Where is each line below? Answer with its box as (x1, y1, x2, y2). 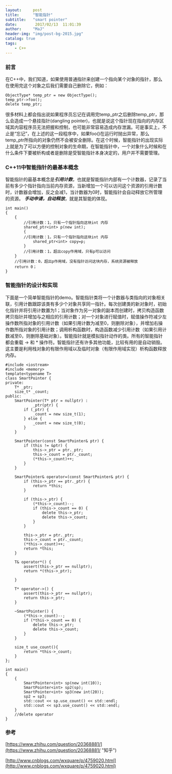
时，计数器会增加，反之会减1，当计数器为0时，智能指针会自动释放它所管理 (5, 189, 163, 195)
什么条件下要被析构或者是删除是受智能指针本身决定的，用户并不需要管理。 (5, 150, 162, 156)
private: (5, 380, 24, 385)
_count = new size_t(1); (32, 411, 86, 416)
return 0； (14, 264, 37, 269)
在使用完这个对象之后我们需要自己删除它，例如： (5, 82, 109, 89)
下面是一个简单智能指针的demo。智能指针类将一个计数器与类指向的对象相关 (5, 294, 165, 300)
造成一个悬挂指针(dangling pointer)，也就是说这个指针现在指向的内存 (14, 117, 160, 123)
